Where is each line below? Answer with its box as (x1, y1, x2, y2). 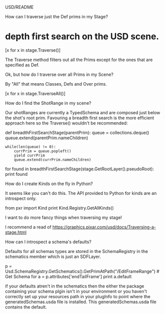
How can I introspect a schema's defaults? (5, 239, 92, 245)
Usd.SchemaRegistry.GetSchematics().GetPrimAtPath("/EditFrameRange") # (5, 268, 160, 274)
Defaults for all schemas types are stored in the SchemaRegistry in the (5, 248, 148, 254)
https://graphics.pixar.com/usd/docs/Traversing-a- (52, 224, 156, 230)
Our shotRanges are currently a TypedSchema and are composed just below (5, 109, 161, 115)
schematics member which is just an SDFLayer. (5, 253, 101, 259)
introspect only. (5, 195, 37, 201)
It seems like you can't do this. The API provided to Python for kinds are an (5, 190, 157, 196)
